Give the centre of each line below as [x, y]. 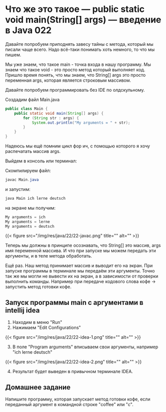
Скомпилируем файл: [28, 171]
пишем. [13, 55]
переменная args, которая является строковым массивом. [68, 80]
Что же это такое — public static [75, 9]
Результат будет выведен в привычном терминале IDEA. [73, 372]
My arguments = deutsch [30, 226]
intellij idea [22, 310]
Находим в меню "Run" [37, 322]
